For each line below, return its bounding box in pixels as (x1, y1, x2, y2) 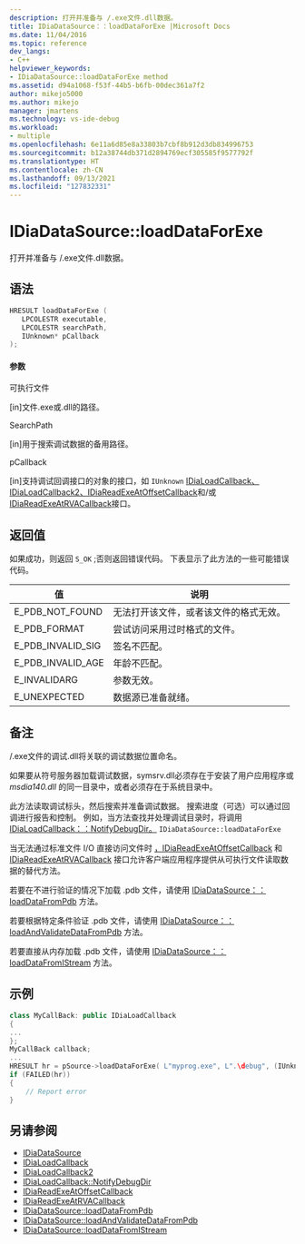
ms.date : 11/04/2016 (9, 30, 88, 39)
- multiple (9, 132, 51, 141)
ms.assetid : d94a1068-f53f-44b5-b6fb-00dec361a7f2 (9, 81, 205, 90)
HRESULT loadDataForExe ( (9, 306, 107, 315)
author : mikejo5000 (9, 89, 84, 98)
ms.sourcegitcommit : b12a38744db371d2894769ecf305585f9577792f (9, 148, 254, 157)
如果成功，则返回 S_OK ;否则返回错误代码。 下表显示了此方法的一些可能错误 (9, 553, 290, 564)
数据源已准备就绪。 (113, 691, 195, 704)
